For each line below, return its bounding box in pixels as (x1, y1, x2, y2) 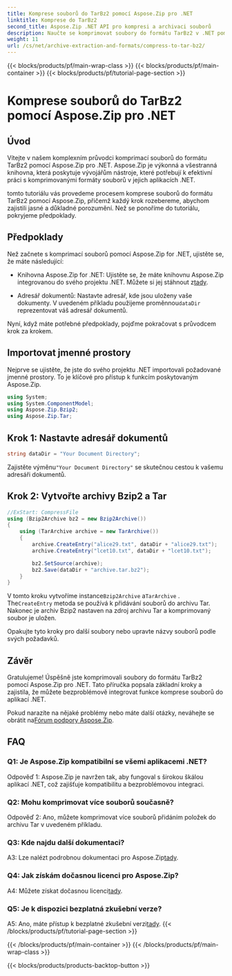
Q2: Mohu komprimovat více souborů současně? (7, 797, 174, 807)
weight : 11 (7, 36, 39, 43)
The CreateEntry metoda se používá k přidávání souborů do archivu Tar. (7, 599, 211, 607)
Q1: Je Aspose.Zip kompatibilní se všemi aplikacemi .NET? (7, 757, 207, 767)
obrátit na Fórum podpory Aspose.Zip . (7, 716, 114, 724)
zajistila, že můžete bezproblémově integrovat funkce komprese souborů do (7, 688, 223, 697)
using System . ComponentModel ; (7, 400, 95, 407)
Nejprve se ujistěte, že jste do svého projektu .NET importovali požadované (7, 365, 221, 374)
